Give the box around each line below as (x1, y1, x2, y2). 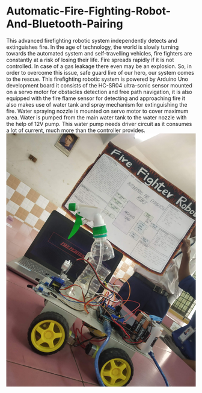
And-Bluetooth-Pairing (6, 17, 123, 31)
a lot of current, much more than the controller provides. (6, 127, 145, 134)
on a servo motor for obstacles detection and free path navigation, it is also (6, 88, 192, 95)
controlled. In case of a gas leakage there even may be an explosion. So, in (6, 62, 192, 70)
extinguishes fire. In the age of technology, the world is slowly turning (6, 43, 179, 51)
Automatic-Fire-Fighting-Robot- (6, 4, 171, 18)
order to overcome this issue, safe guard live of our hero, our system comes (6, 69, 194, 76)
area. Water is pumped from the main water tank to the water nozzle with (6, 113, 187, 121)
